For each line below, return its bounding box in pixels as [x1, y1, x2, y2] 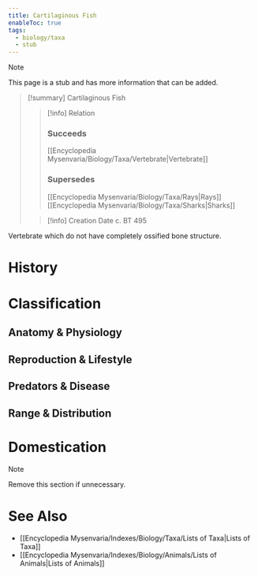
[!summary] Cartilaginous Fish [27, 93, 126, 103]
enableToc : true [8, 19, 62, 27]
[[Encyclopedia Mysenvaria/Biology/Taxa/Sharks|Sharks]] [47, 200, 235, 210]
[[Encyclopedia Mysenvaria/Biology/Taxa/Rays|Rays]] [47, 192, 222, 201]
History [8, 258, 58, 276]
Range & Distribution [8, 406, 112, 420]
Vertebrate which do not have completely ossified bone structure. [8, 230, 222, 241]
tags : [8, 26, 26, 34]
